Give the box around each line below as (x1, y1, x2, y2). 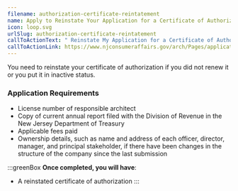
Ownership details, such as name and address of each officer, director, (17, 134, 225, 143)
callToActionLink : (7, 43, 62, 50)
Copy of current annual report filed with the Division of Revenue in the (17, 111, 222, 121)
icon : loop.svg (7, 23, 52, 31)
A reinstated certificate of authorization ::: (17, 177, 140, 185)
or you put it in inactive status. (7, 70, 96, 79)
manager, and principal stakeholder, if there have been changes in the (17, 142, 222, 151)
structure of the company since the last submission (17, 150, 168, 158)
